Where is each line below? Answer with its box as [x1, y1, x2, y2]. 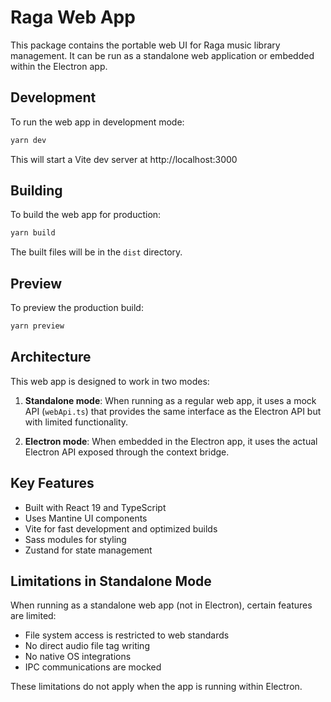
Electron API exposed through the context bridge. [24, 446, 230, 458]
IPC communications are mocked [24, 661, 162, 673]
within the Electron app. [10, 60, 108, 72]
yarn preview [10, 321, 65, 331]
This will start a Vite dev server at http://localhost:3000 [10, 153, 238, 165]
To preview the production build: [10, 302, 144, 314]
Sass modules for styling [24, 533, 127, 545]
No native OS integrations [24, 651, 132, 663]
